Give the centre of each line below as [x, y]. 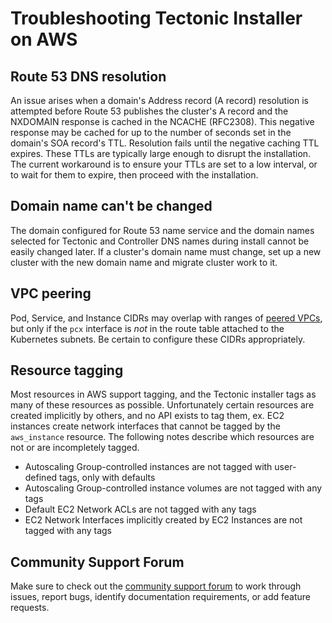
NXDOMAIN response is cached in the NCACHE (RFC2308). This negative [162, 121]
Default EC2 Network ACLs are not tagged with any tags [140, 509]
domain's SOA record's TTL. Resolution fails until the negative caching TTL [165, 143]
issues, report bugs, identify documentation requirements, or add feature [160, 597]
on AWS [44, 39]
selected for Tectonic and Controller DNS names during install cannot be [160, 241]
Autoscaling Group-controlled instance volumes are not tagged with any [173, 488]
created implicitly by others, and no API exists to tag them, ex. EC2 [147, 416]
